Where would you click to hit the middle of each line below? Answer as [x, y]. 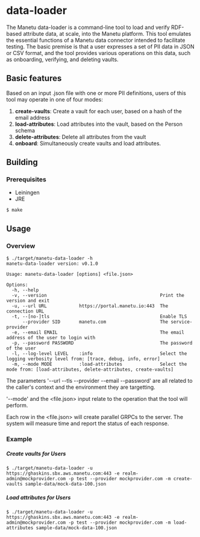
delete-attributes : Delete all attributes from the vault [80, 137]
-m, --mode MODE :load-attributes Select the [99, 364]
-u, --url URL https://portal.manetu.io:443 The [90, 306]
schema [25, 130]
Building [22, 162]
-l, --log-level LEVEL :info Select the [99, 354]
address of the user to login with [51, 338]
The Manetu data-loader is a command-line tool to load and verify [88, 27]
